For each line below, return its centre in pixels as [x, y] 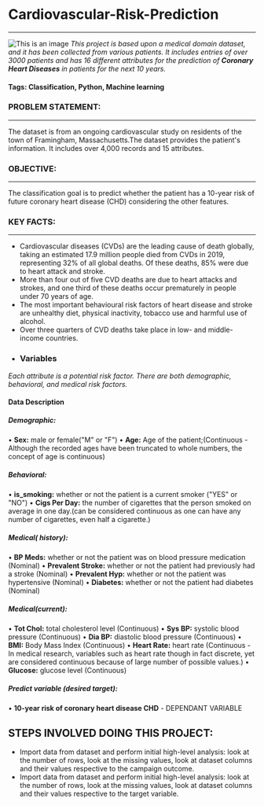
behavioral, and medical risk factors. [68, 384]
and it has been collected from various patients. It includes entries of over [128, 52]
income [32, 338]
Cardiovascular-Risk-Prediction [114, 15]
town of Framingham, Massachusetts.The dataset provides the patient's [125, 140]
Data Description [37, 402]
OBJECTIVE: [33, 168]
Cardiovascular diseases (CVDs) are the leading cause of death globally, [137, 246]
